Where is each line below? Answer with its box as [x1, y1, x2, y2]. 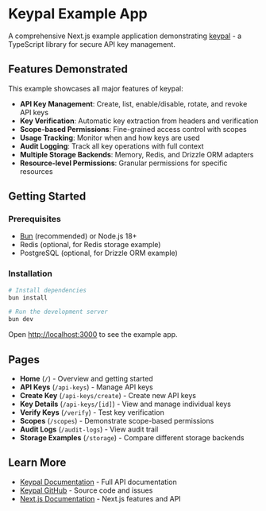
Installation [8, 268, 53, 279]
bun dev [8, 316, 34, 323]
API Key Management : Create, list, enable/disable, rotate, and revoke [19, 99, 248, 108]
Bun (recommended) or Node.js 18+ [19, 231, 137, 241]
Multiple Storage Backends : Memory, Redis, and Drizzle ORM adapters [19, 149, 254, 159]
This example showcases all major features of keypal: [8, 83, 184, 93]
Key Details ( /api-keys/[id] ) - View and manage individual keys [19, 399, 232, 409]
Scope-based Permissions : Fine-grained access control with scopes [19, 124, 248, 134]
